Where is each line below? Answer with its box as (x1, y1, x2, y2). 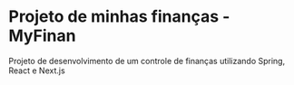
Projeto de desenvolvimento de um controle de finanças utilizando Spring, (8, 55, 286, 66)
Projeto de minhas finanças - (8, 6, 230, 27)
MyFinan (8, 25, 76, 46)
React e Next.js (8, 65, 65, 76)
